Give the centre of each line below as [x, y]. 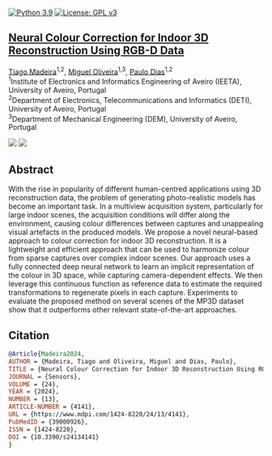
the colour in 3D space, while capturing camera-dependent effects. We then [136, 275]
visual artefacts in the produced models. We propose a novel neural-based [133, 232]
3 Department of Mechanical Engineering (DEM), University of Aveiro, [123, 118]
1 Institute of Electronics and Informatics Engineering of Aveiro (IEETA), [125, 81]
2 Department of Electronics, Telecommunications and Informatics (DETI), [130, 99]
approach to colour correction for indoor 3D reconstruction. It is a [118, 241]
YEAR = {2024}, [34, 392]
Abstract [31, 169]
